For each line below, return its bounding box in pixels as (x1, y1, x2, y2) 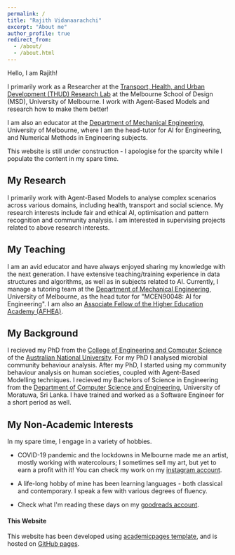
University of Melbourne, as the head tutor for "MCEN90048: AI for (7, 292, 201, 301)
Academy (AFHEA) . (7, 307, 63, 315)
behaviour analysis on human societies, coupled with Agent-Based (7, 368, 201, 377)
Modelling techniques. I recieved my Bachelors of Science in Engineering (7, 376, 219, 384)
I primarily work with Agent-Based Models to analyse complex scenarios (7, 193, 217, 202)
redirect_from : (7, 37, 52, 44)
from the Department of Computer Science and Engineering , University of (7, 384, 221, 392)
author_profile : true (7, 30, 71, 37)
